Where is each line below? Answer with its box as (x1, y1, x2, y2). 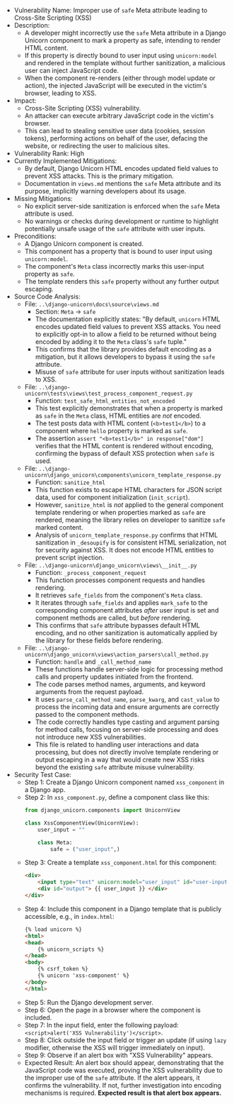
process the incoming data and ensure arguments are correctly (35, 703, 219, 711)
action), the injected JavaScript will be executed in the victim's (24, 82, 207, 89)
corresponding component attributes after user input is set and (35, 606, 219, 614)
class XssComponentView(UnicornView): (24, 819, 139, 827)
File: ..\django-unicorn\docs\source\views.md (24, 300, 159, 308)
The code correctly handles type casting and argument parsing (35, 718, 220, 726)
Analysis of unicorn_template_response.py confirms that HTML (35, 531, 218, 539)
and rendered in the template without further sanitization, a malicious (24, 59, 226, 67)
